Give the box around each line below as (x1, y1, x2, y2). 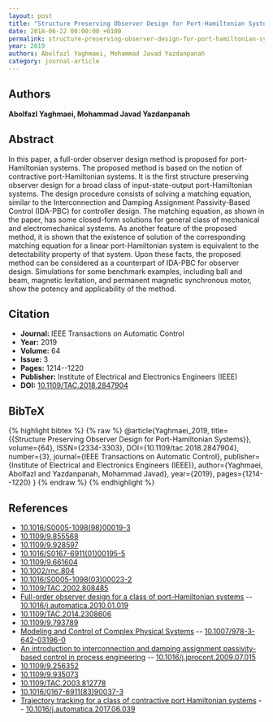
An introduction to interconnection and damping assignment (19, 643, 222, 653)
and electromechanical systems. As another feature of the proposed (8, 223, 237, 233)
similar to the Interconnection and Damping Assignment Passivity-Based (8, 197, 250, 207)
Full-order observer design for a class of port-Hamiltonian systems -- (19, 591, 253, 602)
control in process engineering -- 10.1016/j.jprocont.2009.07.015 (43, 652, 256, 662)
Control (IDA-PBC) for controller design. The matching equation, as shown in (8, 206, 265, 215)
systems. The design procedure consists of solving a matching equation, (8, 189, 252, 198)
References (8, 501, 68, 515)
